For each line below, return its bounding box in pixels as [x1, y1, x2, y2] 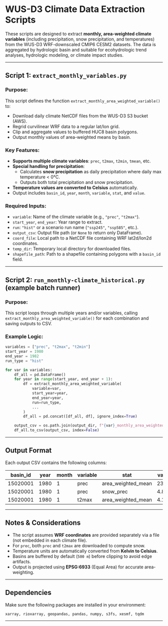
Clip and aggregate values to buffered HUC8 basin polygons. [12, 129, 138, 135]
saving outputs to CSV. [5, 320, 52, 326]
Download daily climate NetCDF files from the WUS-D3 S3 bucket [12, 113, 148, 119]
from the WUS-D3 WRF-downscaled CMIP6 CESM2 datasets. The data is [5, 41, 156, 47]
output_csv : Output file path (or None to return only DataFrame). [12, 230, 142, 236]
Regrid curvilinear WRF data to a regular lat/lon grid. [12, 123, 120, 129]
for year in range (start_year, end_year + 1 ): [14, 377, 113, 382]
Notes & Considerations [5, 519, 81, 527]
